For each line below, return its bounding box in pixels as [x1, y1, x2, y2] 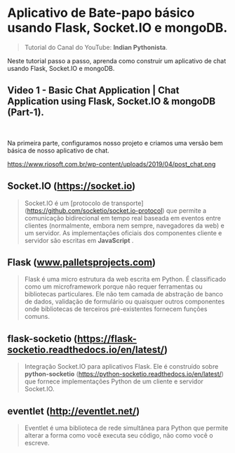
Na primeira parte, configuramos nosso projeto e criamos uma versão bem [7, 138, 223, 147]
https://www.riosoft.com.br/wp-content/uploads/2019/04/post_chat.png [7, 159, 216, 168]
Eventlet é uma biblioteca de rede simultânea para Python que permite [24, 424, 229, 432]
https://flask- [76, 332, 137, 345]
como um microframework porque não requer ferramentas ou [24, 282, 203, 291]
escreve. [24, 439, 51, 447]
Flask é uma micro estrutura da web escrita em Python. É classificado [24, 275, 227, 284]
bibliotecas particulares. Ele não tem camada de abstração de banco [24, 290, 223, 298]
